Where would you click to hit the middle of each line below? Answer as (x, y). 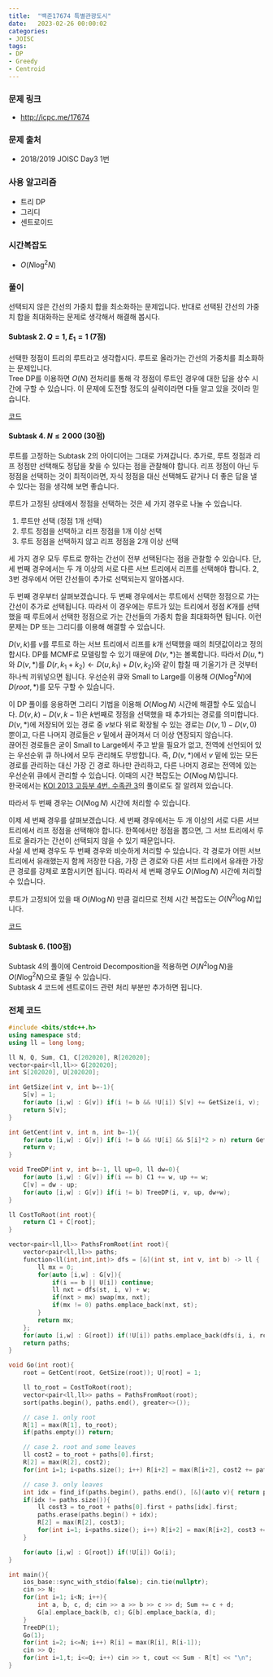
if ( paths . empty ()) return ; (69, 1433)
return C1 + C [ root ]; (59, 1223)
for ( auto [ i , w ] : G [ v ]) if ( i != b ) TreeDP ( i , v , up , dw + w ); (127, 1192)
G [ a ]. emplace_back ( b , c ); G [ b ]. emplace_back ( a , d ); (127, 1612)
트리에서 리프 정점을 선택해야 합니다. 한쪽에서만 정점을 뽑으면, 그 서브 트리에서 (132, 830)
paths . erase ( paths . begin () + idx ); (98, 1515)
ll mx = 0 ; (56, 1267)
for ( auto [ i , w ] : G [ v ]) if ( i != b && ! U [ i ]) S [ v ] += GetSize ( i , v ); (141, 1103)
